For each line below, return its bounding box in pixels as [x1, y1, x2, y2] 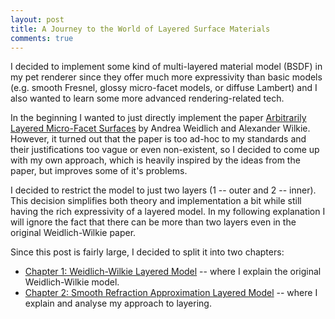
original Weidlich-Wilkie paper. [10, 227, 137, 239]
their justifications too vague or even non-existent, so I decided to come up [10, 144, 320, 156]
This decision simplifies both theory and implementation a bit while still [10, 195, 302, 207]
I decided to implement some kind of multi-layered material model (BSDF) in [10, 61, 323, 73]
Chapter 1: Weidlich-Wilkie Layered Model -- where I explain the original [24, 266, 322, 278]
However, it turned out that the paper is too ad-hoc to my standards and [10, 133, 307, 145]
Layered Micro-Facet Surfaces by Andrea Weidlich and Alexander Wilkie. [10, 122, 311, 135]
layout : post [10, 14, 65, 25]
